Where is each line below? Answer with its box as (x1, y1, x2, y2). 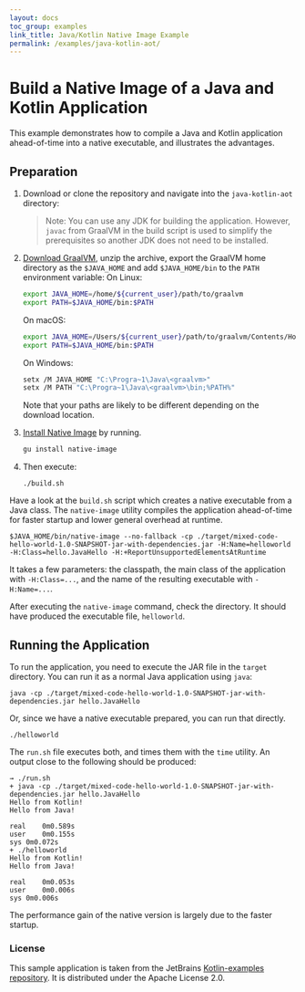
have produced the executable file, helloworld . (9, 611, 186, 621)
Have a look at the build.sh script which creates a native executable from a (9, 495, 293, 506)
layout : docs (9, 13, 59, 23)
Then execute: (22, 462, 77, 473)
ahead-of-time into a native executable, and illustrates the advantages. (9, 138, 275, 149)
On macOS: (22, 314, 66, 325)
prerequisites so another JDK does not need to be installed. (45, 235, 269, 245)
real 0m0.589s (9, 821, 76, 830)
